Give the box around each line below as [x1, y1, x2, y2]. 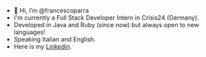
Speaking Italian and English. [13, 35, 96, 43]
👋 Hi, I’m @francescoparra [13, 7, 90, 14]
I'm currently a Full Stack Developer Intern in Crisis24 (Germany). [13, 14, 200, 22]
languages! [13, 28, 46, 36]
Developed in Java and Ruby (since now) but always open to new [13, 21, 200, 28]
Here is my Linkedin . [13, 43, 72, 50]
